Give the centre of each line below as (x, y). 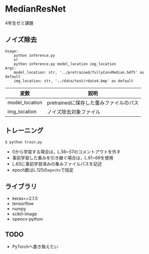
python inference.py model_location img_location (65, 64)
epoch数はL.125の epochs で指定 (43, 170)
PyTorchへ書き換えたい (35, 247)
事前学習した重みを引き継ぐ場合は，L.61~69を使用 (63, 158)
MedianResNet (36, 9)
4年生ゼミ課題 (19, 23)
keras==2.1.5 (25, 198)
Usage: (12, 51)
